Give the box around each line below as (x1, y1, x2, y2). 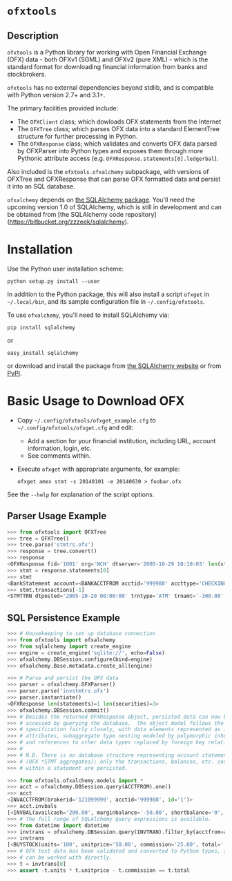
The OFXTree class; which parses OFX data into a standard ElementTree (17, 125, 220, 133)
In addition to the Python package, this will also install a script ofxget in (7, 290, 210, 298)
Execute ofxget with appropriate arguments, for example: (17, 465, 180, 473)
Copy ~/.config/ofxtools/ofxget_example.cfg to (17, 416, 157, 424)
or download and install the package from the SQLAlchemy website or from (7, 361, 222, 370)
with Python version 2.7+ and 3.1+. (7, 91, 106, 99)
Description (7, 30, 59, 41)
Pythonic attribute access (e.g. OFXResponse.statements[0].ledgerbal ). (17, 154, 219, 162)
